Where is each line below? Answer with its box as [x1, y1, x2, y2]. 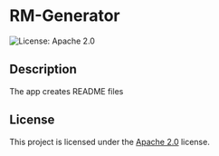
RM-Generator [9, 5, 120, 26]
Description [9, 62, 77, 77]
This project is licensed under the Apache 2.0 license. [9, 136, 210, 147]
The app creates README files [9, 85, 124, 96]
